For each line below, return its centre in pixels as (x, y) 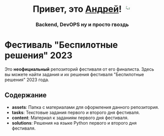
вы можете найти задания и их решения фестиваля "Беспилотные (74, 75)
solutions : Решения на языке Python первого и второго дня (74, 123)
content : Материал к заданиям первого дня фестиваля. (70, 118)
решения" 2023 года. (27, 80)
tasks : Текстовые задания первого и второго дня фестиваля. (76, 112)
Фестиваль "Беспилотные (61, 45)
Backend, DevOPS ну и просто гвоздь (82, 25)
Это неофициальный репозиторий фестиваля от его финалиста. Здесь (79, 69)
